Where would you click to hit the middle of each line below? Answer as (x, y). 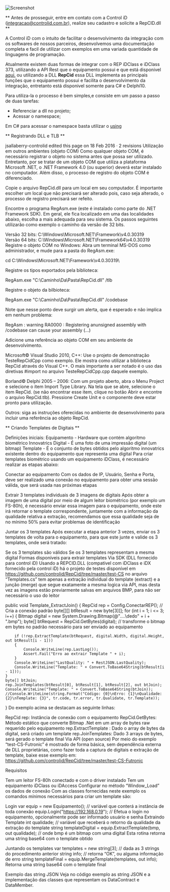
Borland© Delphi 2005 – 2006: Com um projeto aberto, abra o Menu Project (85, 381)
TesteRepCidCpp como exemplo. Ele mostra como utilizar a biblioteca (78, 361)
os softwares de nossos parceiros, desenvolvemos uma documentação (80, 44)
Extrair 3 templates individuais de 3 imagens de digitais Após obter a (77, 495)
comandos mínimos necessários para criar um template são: (69, 796)
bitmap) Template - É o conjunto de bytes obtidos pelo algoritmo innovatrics (85, 448)
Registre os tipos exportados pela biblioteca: (52, 270)
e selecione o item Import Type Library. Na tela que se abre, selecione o (80, 386)
